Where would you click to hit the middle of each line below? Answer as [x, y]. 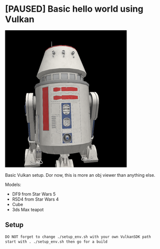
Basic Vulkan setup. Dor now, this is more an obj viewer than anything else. [80, 175]
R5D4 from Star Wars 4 [36, 199]
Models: [13, 185]
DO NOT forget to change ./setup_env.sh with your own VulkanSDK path [78, 237]
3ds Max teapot [28, 209]
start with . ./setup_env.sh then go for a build [56, 242]
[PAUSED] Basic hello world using [74, 9]
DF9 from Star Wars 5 [34, 194]
